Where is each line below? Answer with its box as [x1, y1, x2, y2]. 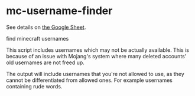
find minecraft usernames [6, 35, 69, 42]
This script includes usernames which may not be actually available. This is [6, 46, 189, 54]
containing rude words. [6, 82, 63, 90]
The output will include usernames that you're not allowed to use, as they [6, 70, 184, 77]
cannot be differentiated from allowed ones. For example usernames [6, 77, 173, 84]
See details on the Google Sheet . [6, 24, 86, 31]
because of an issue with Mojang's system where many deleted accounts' [6, 52, 187, 59]
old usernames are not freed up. [6, 59, 84, 66]
